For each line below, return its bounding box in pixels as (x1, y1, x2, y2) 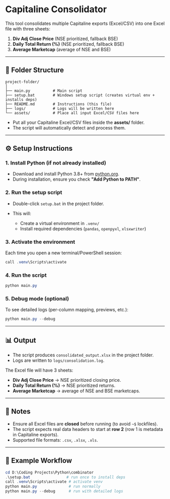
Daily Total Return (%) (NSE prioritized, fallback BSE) (12, 41, 124, 47)
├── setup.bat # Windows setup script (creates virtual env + (5, 92, 155, 97)
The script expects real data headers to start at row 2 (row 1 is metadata (12, 426, 163, 432)
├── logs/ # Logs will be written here (5, 106, 114, 111)
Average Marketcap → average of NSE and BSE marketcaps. (12, 388, 141, 394)
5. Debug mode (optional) (5, 295, 69, 302)
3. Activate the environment (5, 238, 75, 245)
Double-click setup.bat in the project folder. (12, 201, 105, 207)
